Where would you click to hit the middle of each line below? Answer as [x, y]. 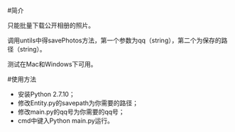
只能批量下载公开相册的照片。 [51, 25]
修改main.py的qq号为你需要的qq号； [71, 112]
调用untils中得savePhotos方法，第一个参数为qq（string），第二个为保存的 [114, 40]
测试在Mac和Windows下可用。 [52, 64]
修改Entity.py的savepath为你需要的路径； [78, 103]
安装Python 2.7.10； [47, 94]
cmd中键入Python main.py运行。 [66, 121]
